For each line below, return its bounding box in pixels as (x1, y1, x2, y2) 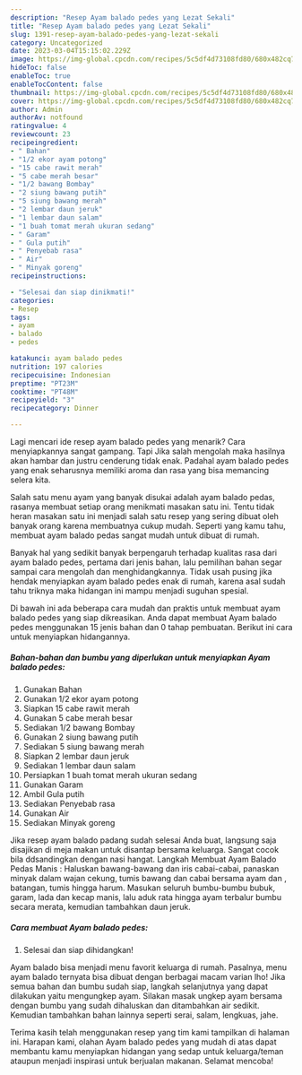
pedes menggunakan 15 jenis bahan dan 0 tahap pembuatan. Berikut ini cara (10, 622, 293, 632)
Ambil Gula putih (22, 788, 85, 799)
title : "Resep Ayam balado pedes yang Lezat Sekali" (10, 22, 211, 30)
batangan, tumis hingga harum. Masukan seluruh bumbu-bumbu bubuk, (10, 882, 276, 893)
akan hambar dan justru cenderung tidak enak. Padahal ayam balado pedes (10, 455, 289, 466)
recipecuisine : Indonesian (10, 370, 111, 379)
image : (10, 55, 35, 64)
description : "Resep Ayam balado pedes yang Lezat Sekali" (10, 13, 236, 22)
